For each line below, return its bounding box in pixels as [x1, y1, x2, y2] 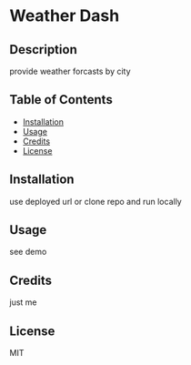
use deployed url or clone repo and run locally [9, 196, 182, 207]
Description [9, 42, 77, 57]
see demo [9, 247, 47, 258]
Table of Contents [9, 92, 114, 107]
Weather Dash [9, 5, 120, 26]
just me [9, 297, 38, 308]
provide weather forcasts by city [9, 66, 131, 76]
